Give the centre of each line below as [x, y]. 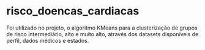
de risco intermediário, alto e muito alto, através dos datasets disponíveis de [102, 34]
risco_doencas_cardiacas [73, 11]
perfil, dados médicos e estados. [48, 40]
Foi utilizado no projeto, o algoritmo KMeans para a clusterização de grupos [102, 28]
